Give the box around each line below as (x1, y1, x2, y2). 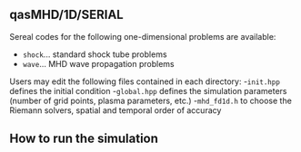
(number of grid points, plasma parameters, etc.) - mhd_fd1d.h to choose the (9, 95, 293, 106)
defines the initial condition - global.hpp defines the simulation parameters (9, 85, 287, 96)
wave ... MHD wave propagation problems (22, 58, 175, 69)
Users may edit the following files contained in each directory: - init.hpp (9, 76, 280, 87)
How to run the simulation (9, 131, 159, 147)
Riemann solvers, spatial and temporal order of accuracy (9, 104, 222, 116)
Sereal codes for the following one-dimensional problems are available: (9, 31, 276, 42)
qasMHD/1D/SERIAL (9, 7, 125, 23)
